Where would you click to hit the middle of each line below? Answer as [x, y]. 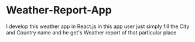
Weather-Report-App [59, 10]
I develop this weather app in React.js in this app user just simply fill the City [98, 26]
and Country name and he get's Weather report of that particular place [91, 32]
